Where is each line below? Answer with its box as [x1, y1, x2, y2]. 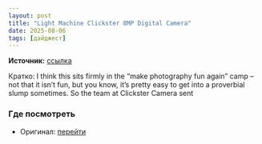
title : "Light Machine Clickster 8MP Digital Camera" [8, 19, 192, 27]
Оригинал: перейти [19, 126, 87, 136]
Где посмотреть [8, 109, 76, 120]
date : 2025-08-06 [8, 26, 67, 34]
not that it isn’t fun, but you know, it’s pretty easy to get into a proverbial [8, 80, 245, 90]
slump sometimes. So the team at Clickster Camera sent [8, 89, 194, 98]
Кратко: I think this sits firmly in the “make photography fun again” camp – [8, 71, 254, 81]
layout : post [8, 11, 52, 20]
